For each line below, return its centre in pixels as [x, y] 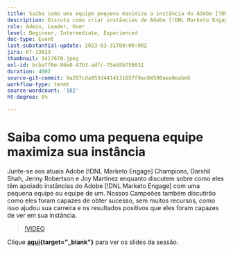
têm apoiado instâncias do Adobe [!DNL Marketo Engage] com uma [104, 186]
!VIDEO [34, 228]
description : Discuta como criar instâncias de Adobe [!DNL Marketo [108, 20]
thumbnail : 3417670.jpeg [43, 59]
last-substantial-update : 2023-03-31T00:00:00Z [77, 46]
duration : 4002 [29, 71]
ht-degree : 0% [28, 97]
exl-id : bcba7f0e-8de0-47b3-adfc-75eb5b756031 [76, 65]
